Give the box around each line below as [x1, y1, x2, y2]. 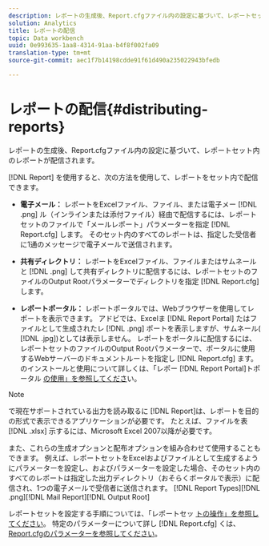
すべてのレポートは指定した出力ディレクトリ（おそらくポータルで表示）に [8, 473, 253, 483]
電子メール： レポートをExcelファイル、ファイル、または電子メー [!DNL [19, 199, 258, 209]
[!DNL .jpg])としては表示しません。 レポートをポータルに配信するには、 [19, 333, 257, 343]
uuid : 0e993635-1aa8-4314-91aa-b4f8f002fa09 [8, 42, 159, 50]
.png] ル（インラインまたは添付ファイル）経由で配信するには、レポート [19, 209, 258, 219]
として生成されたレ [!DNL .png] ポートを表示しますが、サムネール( [41, 323, 262, 333]
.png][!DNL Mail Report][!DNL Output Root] [8, 492, 151, 501]
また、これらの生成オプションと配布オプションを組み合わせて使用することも [8, 443, 261, 452]
